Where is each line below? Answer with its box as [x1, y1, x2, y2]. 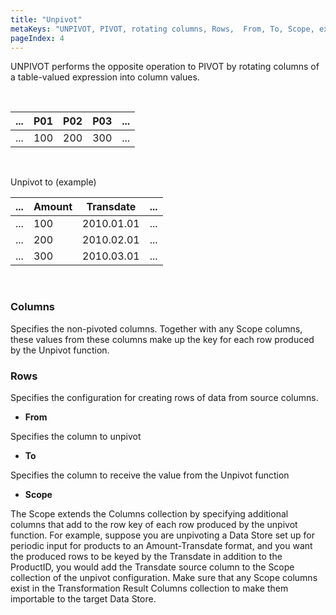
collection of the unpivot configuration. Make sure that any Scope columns [10, 571, 318, 583]
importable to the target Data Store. [10, 592, 157, 605]
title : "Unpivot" [10, 14, 83, 25]
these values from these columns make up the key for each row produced [10, 333, 315, 345]
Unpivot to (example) [10, 176, 97, 188]
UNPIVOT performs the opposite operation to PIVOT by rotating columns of [10, 61, 320, 73]
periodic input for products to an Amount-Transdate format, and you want [10, 539, 313, 551]
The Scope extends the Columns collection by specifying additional [10, 507, 289, 520]
